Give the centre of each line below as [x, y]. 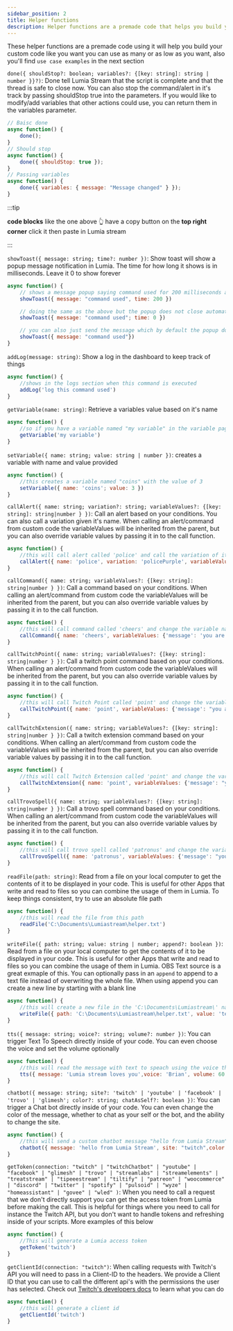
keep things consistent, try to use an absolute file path [85, 898]
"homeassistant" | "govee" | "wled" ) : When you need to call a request [111, 1192]
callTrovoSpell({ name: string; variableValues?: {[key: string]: [105, 802]
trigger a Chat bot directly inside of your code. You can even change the [110, 1108]
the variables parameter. [42, 110]
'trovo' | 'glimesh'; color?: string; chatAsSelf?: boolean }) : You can [114, 1100]
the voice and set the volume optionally [63, 1049]
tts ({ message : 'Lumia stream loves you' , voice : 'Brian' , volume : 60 [122, 1074]
